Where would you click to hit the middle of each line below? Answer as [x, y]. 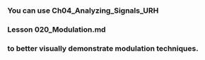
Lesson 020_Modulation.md [57, 29]
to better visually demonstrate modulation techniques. [103, 48]
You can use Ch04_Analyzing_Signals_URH [83, 11]
